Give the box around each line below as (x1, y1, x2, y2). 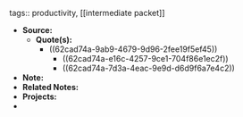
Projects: (21, 91, 57, 102)
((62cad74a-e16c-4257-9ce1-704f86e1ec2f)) (62, 54, 230, 63)
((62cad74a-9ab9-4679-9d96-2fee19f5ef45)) (48, 44, 218, 54)
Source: (21, 25, 53, 35)
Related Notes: (21, 82, 79, 92)
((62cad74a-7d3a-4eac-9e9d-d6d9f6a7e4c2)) (62, 63, 235, 73)
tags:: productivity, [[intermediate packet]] (9, 8, 165, 18)
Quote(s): (35, 35, 73, 45)
